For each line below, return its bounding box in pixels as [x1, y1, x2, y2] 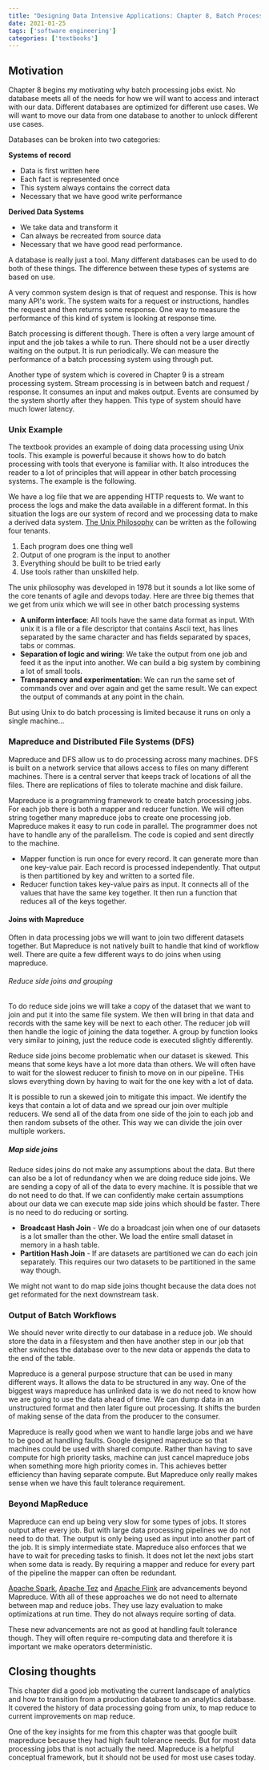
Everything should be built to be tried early [19, 558, 162, 568]
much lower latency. [8, 404, 75, 414]
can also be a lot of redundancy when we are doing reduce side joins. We [8, 1173, 251, 1183]
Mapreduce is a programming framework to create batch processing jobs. [8, 795, 252, 805]
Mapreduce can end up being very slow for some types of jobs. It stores [8, 1516, 247, 1526]
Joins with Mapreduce [8, 915, 85, 924]
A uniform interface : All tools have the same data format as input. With [19, 615, 255, 625]
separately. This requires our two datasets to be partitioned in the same [19, 1257, 256, 1267]
